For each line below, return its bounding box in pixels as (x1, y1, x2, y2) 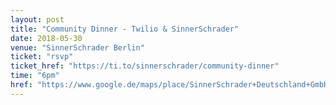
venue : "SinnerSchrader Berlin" (10, 42, 145, 53)
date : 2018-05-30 (10, 33, 83, 43)
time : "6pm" (10, 71, 60, 81)
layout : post (10, 14, 65, 25)
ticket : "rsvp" (10, 52, 74, 62)
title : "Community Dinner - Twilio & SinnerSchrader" (10, 24, 240, 34)
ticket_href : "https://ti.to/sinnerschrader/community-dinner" (10, 61, 280, 71)
